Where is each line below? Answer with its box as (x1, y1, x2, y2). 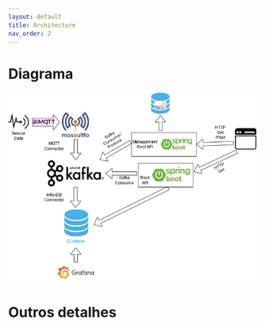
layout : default (8, 13, 62, 21)
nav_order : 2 (8, 29, 52, 37)
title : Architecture (8, 21, 77, 29)
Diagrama (8, 64, 74, 82)
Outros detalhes (8, 303, 117, 321)
